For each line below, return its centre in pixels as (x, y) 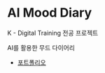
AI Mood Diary (50, 13)
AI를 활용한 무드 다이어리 (41, 47)
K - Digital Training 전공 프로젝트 (53, 33)
